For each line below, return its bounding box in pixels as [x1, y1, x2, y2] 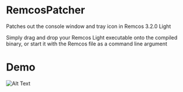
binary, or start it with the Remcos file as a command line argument [6, 40, 168, 47]
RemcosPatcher [6, 3, 85, 17]
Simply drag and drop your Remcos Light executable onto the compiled [6, 34, 178, 41]
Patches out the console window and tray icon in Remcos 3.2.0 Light [6, 23, 171, 30]
